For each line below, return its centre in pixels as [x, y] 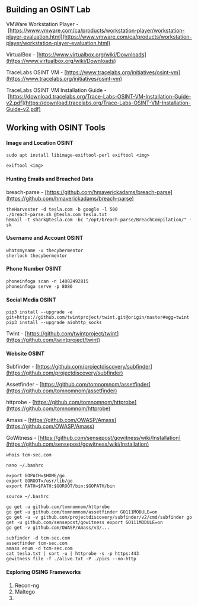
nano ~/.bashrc [25, 465]
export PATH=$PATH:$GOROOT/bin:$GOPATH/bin [61, 486]
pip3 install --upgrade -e [39, 312]
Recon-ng [27, 585]
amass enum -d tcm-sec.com [39, 548]
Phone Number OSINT [34, 269]
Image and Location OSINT [40, 142]
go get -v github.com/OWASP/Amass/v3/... [58, 528]
